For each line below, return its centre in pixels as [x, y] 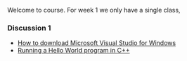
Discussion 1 [29, 28]
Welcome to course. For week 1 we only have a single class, [94, 10]
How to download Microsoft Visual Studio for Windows [97, 43]
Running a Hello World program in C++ [73, 51]
